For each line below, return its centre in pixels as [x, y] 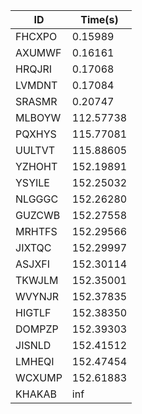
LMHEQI [35, 361]
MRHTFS [36, 231]
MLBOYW [38, 117]
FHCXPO [36, 36]
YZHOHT [36, 166]
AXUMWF [38, 52]
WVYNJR [37, 296]
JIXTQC [33, 247]
